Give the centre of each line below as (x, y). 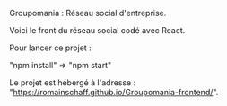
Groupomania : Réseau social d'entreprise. (88, 13)
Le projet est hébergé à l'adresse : (73, 83)
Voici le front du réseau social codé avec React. (97, 30)
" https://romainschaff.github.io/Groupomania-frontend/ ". (114, 92)
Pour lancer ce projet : (50, 48)
